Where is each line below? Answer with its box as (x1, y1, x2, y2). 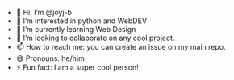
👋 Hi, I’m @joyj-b (15, 8, 73, 17)
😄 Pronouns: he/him (15, 54, 85, 63)
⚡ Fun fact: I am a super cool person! (15, 62, 139, 72)
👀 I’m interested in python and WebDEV (15, 16, 148, 26)
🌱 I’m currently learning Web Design (15, 25, 136, 34)
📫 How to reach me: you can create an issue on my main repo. (15, 42, 226, 51)
